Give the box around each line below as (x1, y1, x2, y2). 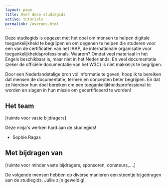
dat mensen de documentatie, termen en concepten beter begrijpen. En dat (5, 76, 161, 82)
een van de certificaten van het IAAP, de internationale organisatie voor (5, 45, 152, 51)
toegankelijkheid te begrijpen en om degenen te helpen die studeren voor (5, 40, 156, 46)
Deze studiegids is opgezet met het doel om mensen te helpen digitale (5, 35, 150, 41)
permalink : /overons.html (5, 21, 59, 26)
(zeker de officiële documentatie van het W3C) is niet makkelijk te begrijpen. (5, 61, 163, 67)
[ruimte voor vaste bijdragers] (5, 115, 66, 121)
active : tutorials (5, 16, 43, 21)
